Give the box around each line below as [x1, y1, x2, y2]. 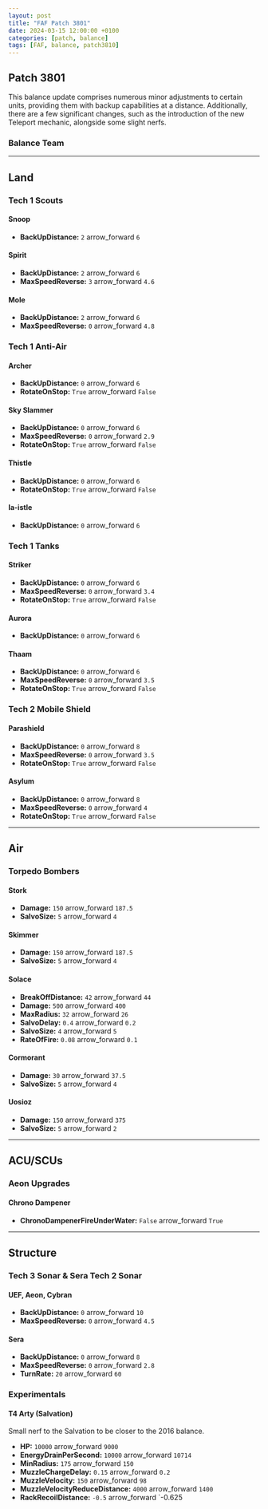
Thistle [8, 458, 32, 468]
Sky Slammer [8, 405, 53, 415]
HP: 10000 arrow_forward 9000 [19, 1442, 119, 1452]
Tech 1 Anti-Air [8, 341, 68, 352]
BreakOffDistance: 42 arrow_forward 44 [19, 992, 152, 1001]
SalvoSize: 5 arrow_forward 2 [19, 1124, 117, 1133]
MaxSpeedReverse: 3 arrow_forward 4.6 [19, 276, 156, 286]
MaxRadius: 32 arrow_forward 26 [19, 1009, 129, 1018]
